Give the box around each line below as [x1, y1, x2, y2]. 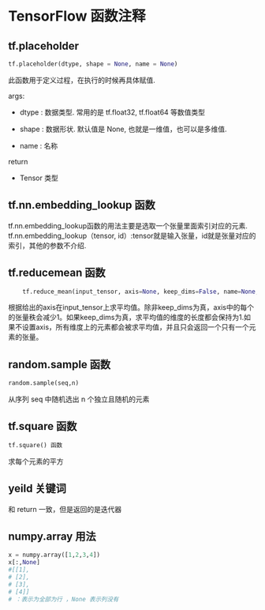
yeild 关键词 [8, 482, 67, 495]
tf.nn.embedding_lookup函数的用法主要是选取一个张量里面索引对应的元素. [8, 220, 248, 230]
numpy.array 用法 [8, 529, 96, 543]
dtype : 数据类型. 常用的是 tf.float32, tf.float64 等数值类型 [19, 107, 206, 117]
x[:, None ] [8, 559, 41, 567]
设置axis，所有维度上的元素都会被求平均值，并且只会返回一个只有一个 [21, 322, 250, 332]
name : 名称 [19, 141, 58, 150]
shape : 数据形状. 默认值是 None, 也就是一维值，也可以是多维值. [19, 124, 227, 134]
